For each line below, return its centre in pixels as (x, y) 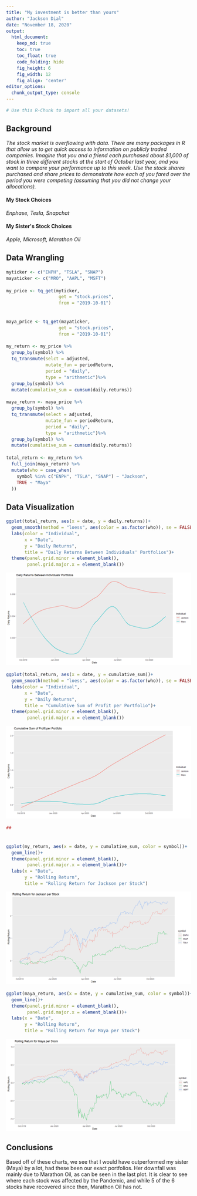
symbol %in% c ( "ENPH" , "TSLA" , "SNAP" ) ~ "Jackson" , (82, 476)
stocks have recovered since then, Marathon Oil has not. (74, 1187)
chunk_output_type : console (46, 93)
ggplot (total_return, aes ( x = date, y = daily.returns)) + (78, 521)
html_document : (30, 37)
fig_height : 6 (34, 68)
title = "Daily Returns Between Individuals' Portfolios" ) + (99, 552)
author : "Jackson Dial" (35, 18)
